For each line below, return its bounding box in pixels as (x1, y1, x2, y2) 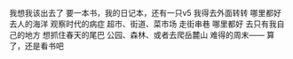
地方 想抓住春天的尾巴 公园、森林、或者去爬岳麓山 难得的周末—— (24, 30, 265, 40)
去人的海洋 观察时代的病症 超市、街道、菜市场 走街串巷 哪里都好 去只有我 (9, 18, 277, 29)
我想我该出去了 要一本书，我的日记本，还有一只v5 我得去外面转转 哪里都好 (9, 8, 281, 18)
